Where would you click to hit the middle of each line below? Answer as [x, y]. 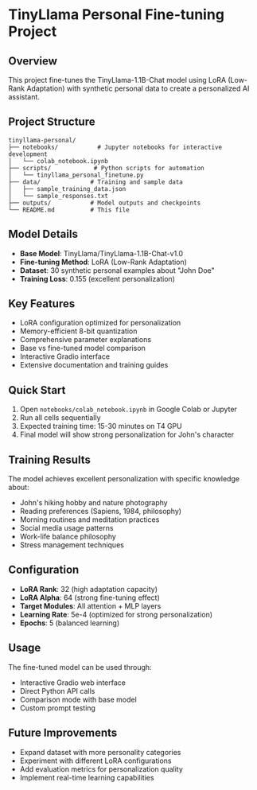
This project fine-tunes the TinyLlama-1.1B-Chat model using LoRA [117, 80]
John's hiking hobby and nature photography [94, 503]
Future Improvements [63, 733]
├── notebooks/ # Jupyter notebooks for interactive [115, 147]
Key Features [42, 304]
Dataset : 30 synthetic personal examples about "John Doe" [117, 270]
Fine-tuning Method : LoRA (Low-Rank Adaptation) [103, 262]
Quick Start [37, 390]
